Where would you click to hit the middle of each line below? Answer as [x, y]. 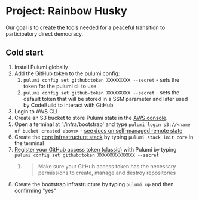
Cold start [25, 53]
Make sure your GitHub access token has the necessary [107, 166]
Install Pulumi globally [41, 67]
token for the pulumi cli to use [60, 86]
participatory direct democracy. [45, 33]
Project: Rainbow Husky [66, 11]
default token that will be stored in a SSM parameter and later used [105, 99]
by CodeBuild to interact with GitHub [68, 105]
